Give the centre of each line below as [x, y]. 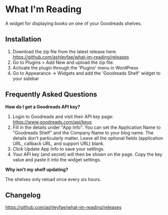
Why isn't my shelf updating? [37, 169]
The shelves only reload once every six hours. [53, 179]
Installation [23, 39]
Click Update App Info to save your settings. [58, 149]
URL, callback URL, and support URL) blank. [58, 144]
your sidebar [26, 78]
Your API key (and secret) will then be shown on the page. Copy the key [88, 154]
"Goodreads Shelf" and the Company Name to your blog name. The [83, 132]
